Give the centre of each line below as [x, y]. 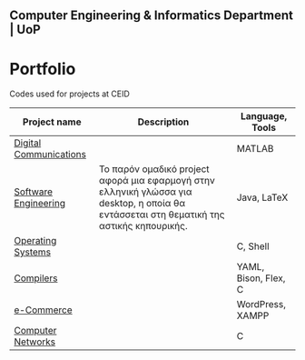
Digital [28, 143]
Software [33, 192]
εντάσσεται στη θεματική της [162, 215]
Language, [264, 116]
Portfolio [43, 69]
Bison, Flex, [261, 278]
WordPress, [261, 305]
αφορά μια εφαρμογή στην [157, 181]
